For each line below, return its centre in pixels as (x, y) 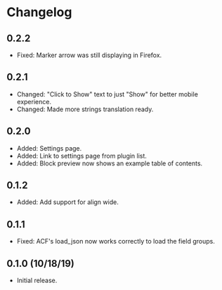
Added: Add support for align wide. (67, 202)
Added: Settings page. (49, 148)
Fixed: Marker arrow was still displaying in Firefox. (89, 55)
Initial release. (37, 280)
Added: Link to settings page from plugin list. (81, 156)
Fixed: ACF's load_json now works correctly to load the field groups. (116, 241)
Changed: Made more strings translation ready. (85, 109)
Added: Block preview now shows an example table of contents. (110, 163)
